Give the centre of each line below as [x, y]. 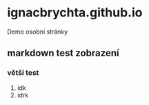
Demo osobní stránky [38, 32]
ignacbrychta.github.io [75, 13]
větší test [23, 73]
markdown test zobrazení [63, 53]
